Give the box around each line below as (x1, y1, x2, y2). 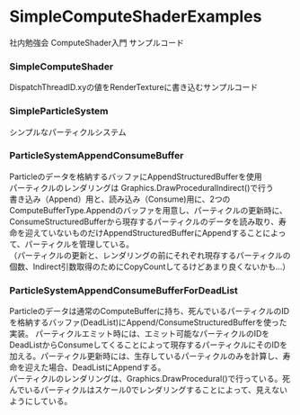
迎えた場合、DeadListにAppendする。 (24, 362, 166, 373)
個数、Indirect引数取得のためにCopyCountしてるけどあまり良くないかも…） (9, 261, 290, 272)
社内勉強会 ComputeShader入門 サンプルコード (9, 37, 184, 48)
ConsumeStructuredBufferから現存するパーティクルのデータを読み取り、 (9, 216, 279, 227)
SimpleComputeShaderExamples (9, 6, 262, 27)
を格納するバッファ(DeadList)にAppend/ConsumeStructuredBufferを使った (9, 317, 287, 328)
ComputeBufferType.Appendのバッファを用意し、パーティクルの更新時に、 (9, 204, 287, 215)
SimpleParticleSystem (9, 105, 109, 118)
